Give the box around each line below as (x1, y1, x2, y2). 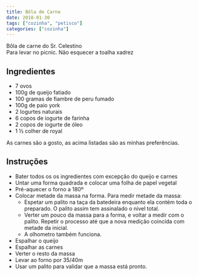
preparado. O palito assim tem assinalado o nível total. (24, 205, 159, 212)
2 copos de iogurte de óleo (15, 121, 83, 128)
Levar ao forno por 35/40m (15, 256, 84, 263)
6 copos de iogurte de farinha (15, 114, 90, 122)
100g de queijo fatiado (15, 89, 71, 96)
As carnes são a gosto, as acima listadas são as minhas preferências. (6, 139, 180, 146)
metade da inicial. (24, 224, 68, 231)
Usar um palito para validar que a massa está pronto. (15, 263, 147, 270)
